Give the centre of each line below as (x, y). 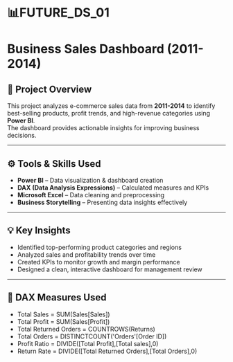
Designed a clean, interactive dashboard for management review (110, 269)
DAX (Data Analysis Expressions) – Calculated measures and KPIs (113, 188)
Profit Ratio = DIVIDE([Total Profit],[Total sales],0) (88, 343)
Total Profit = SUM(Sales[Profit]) (63, 321)
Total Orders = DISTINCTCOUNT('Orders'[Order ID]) (92, 336)
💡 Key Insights (39, 231)
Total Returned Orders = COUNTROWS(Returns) (86, 329)
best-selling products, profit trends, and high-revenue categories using (109, 114)
